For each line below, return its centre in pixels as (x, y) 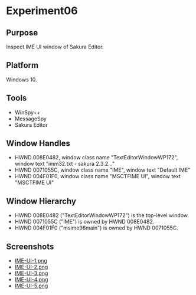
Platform (22, 65)
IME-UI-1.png (31, 261)
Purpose (22, 33)
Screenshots (30, 246)
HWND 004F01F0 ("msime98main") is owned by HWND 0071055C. (96, 228)
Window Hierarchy (41, 201)
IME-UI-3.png (31, 273)
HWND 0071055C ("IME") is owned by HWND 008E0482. (84, 222)
